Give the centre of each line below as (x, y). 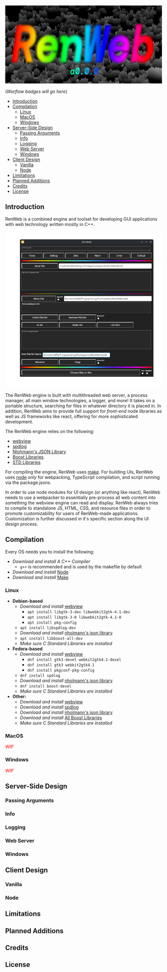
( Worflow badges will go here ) (36, 91)
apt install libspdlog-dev (48, 628)
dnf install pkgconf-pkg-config (61, 670)
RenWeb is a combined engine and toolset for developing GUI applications (81, 219)
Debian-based (28, 601)
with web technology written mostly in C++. (50, 224)
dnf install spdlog (40, 676)
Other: (19, 696)
